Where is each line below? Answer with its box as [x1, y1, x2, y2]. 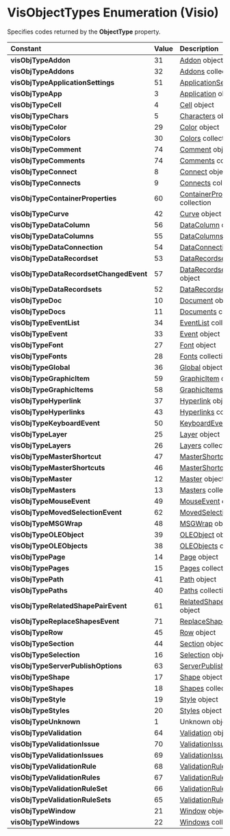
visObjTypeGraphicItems [10, 384, 94, 394]
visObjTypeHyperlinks [10, 407, 86, 417]
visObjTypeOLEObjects [10, 541, 88, 550]
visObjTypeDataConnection [10, 242, 103, 252]
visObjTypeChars [10, 111, 69, 121]
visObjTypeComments [10, 156, 86, 165]
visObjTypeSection [10, 638, 74, 648]
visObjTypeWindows [10, 817, 80, 826]
